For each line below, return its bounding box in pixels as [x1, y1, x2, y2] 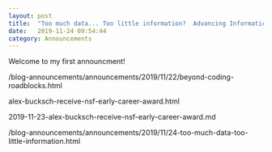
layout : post [8, 11, 53, 20]
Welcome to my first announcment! [8, 57, 125, 66]
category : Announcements [8, 34, 92, 43]
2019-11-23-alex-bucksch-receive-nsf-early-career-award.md [8, 112, 216, 122]
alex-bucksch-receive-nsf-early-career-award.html [8, 96, 181, 106]
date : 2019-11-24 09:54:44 [8, 27, 107, 35]
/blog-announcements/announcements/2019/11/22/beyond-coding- [8, 72, 235, 82]
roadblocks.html [8, 81, 62, 91]
